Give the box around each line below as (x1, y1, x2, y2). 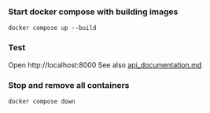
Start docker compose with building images (8, 6, 179, 17)
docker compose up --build (8, 24, 97, 32)
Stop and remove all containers (8, 79, 130, 90)
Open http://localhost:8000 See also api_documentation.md (8, 60, 202, 69)
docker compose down (8, 97, 76, 105)
